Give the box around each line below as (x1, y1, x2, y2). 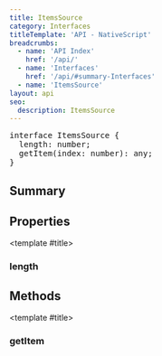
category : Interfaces (9, 22, 91, 31)
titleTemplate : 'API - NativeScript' (9, 30, 152, 39)
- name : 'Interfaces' (17, 64, 100, 73)
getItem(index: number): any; (18, 148, 153, 159)
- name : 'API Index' (17, 47, 95, 56)
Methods (9, 288, 62, 304)
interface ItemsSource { (9, 130, 119, 141)
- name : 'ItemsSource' (17, 80, 103, 89)
